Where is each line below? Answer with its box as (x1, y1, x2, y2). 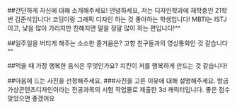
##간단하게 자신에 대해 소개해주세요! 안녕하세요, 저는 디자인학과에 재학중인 (7, 6, 214, 14)
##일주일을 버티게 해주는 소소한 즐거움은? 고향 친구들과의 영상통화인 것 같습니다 (7, 39, 229, 47)
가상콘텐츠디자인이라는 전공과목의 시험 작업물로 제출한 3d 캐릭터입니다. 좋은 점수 (7, 86, 231, 93)
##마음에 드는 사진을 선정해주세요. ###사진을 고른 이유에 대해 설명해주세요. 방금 (7, 76, 229, 85)
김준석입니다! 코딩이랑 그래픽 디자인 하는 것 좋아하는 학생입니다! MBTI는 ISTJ (14, 15, 228, 23)
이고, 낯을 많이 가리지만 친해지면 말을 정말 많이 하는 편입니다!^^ (7, 24, 181, 32)
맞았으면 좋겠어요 (7, 94, 55, 103)
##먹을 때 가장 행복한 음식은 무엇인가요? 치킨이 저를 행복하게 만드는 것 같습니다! (7, 62, 228, 69)
